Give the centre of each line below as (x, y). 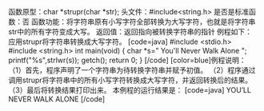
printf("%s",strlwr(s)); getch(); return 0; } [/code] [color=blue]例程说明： (127, 60)
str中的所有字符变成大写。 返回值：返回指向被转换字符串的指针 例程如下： (130, 32)
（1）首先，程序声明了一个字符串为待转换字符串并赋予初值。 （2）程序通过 (132, 70)
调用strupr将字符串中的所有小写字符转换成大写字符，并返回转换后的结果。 (130, 80)
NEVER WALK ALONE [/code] (57, 99)
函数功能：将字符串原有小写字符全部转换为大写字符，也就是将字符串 (143, 22)
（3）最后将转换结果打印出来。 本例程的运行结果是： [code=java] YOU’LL (130, 90)
